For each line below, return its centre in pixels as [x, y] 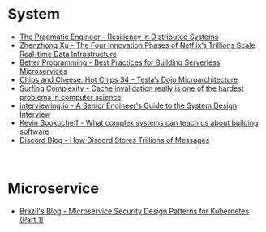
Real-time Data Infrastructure [68, 54]
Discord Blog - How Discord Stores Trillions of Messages [114, 140]
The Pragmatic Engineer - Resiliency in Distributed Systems [119, 37]
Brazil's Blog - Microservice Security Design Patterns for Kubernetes [134, 211]
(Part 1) [31, 219]
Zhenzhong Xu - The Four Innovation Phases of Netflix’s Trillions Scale [137, 45]
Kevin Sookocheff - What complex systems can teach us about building [139, 122]
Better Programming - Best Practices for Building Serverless [120, 62]
